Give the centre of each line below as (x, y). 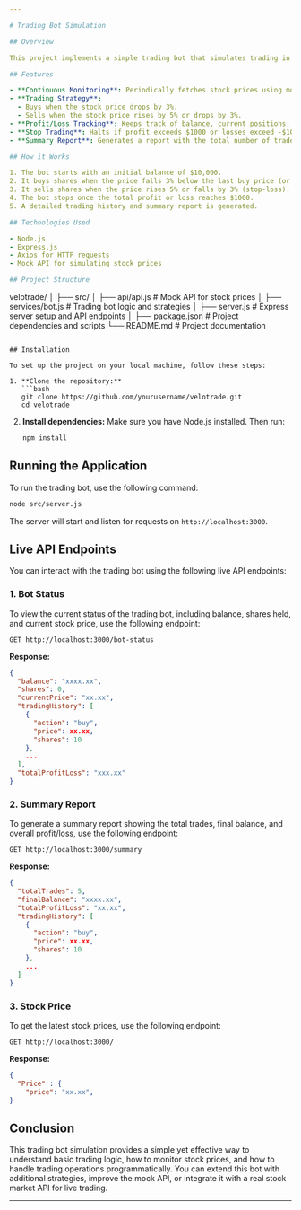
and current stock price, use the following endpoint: (105, 623)
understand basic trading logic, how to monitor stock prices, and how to (142, 1160)
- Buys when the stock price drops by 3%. (98, 107)
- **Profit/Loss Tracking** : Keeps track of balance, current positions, (150, 123)
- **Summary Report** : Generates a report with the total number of (140, 140)
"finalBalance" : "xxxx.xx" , (70, 899)
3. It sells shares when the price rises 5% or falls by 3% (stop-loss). (150, 189)
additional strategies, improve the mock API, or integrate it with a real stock (148, 1179)
